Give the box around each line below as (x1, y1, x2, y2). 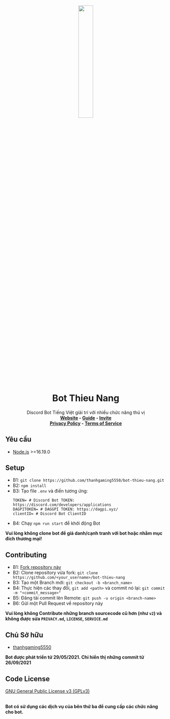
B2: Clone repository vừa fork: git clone (12, 569, 99, 576)
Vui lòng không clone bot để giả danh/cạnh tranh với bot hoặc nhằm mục (5, 530, 162, 537)
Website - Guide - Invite (60, 415, 112, 421)
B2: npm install (12, 482, 47, 489)
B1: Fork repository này (12, 564, 61, 570)
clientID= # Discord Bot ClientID (12, 511, 86, 517)
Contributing (5, 550, 47, 559)
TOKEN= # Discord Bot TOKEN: (12, 498, 75, 503)
